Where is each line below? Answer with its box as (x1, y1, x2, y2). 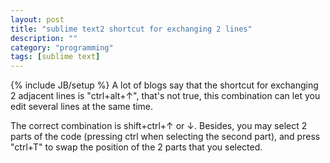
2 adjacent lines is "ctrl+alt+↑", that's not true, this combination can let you (10, 90, 321, 102)
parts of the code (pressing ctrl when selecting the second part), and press (10, 131, 321, 143)
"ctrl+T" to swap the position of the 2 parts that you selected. (10, 141, 263, 153)
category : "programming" (10, 42, 114, 53)
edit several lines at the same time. (10, 101, 154, 113)
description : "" (10, 33, 78, 43)
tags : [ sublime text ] (10, 52, 101, 62)
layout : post (10, 14, 65, 25)
